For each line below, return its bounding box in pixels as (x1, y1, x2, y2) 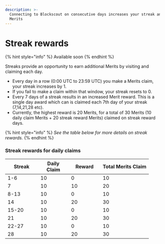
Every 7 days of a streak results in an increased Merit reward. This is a (12, 94, 155, 100)
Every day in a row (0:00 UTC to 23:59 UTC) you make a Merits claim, (12, 78, 154, 84)
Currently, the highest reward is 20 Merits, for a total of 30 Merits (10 (12, 109, 152, 116)
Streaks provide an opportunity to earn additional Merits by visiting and (5, 64, 149, 70)
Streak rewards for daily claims (5, 147, 81, 154)
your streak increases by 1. (12, 83, 67, 89)
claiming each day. (5, 69, 43, 74)
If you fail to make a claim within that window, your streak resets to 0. (12, 89, 152, 95)
